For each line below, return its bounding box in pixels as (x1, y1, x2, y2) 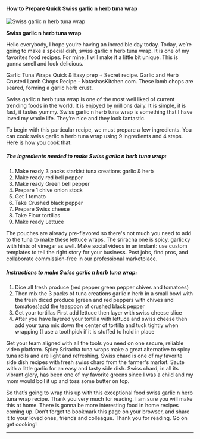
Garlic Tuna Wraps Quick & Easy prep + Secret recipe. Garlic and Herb (6, 71, 179, 79)
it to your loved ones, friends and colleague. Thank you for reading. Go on (6, 415, 187, 422)
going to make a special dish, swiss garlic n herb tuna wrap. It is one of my (6, 48, 189, 55)
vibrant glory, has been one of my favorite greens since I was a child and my (6, 371, 193, 378)
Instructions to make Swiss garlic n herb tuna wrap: (6, 269, 137, 276)
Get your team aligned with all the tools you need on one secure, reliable (6, 340, 184, 347)
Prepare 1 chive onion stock (14, 186, 83, 194)
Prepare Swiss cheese (14, 206, 70, 213)
